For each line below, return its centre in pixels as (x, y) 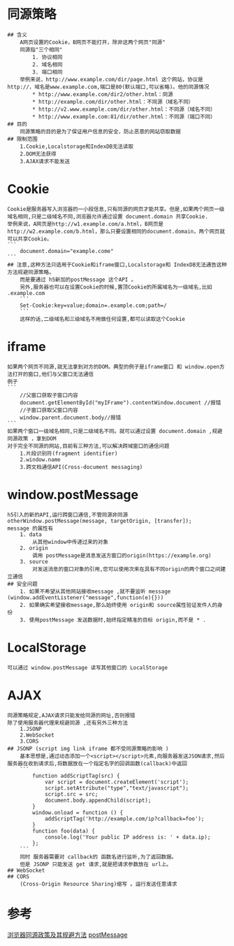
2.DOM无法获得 (38, 154)
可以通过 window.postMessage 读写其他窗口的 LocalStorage (88, 667)
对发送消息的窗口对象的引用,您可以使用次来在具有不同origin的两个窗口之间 (126, 569)
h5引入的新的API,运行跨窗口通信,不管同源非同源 (68, 515)
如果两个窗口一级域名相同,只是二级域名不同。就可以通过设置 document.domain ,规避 (115, 431)
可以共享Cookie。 (30, 239)
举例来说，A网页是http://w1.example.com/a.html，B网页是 (86, 224)
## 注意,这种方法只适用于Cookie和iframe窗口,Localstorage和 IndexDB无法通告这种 (117, 265)
